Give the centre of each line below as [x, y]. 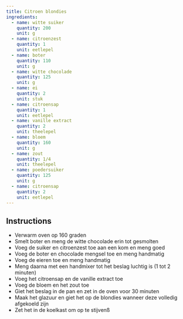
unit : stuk [30, 99]
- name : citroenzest [36, 39]
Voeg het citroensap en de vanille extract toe [69, 279]
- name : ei [25, 88]
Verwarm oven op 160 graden [50, 235]
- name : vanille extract [42, 121]
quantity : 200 [34, 28]
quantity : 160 [34, 142]
